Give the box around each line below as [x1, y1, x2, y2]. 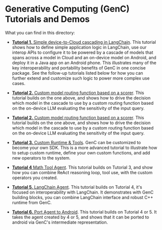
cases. [12, 80, 26, 86]
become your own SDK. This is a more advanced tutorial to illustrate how [12, 145, 157, 150]
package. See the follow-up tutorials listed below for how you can [12, 70, 144, 76]
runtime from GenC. [12, 199, 52, 205]
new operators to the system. [12, 155, 71, 161]
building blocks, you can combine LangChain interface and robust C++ [12, 194, 153, 200]
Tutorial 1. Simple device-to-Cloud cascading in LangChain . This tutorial [12, 39, 156, 45]
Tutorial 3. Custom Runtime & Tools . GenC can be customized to [12, 139, 141, 145]
